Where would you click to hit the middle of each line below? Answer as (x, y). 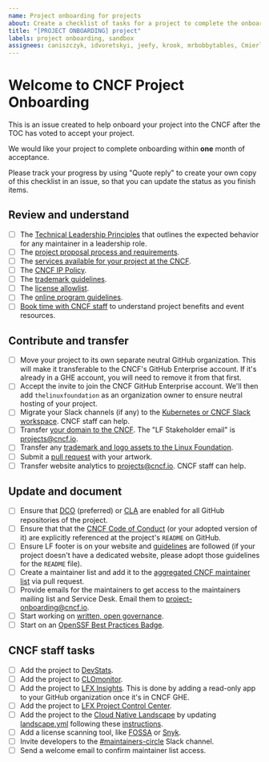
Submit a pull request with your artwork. (86, 456)
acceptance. (29, 157)
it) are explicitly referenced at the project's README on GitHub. (120, 537)
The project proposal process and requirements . (100, 252)
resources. (38, 316)
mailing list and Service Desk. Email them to (92, 598)
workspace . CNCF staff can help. (75, 422)
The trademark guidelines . (63, 279)
